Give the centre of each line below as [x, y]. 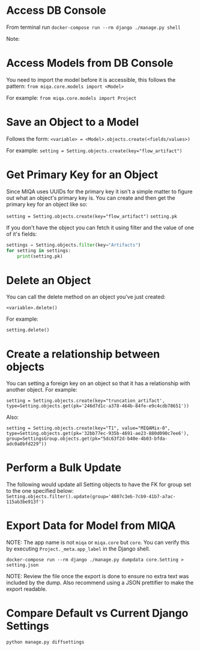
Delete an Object [49, 280]
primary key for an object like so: [47, 204]
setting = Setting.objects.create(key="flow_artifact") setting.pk [92, 216]
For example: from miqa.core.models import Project [71, 97]
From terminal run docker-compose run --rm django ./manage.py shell [94, 27]
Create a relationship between [83, 354]
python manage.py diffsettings [45, 642]
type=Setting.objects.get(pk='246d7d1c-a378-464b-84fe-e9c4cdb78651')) [98, 406]
